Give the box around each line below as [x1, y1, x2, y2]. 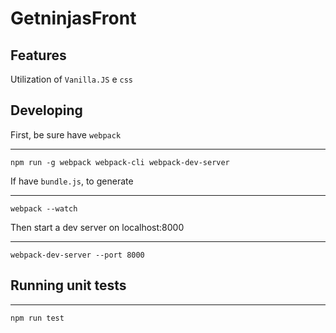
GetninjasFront [10, 7, 137, 30]
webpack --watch [10, 203, 78, 214]
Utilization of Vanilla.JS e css [10, 73, 133, 85]
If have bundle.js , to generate [10, 175, 134, 187]
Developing [10, 102, 83, 119]
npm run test [10, 313, 65, 323]
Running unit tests [10, 277, 127, 294]
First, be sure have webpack [10, 128, 122, 141]
